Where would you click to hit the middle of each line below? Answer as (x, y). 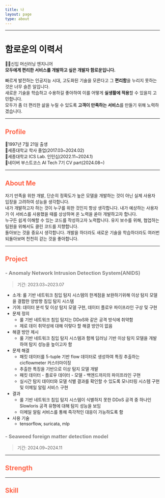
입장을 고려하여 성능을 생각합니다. (37, 201)
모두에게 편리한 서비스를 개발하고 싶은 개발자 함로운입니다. (60, 70)
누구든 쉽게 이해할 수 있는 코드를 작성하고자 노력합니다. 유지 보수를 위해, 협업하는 (82, 220)
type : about (17, 19)
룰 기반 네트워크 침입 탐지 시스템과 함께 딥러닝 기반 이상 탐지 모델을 (84, 338)
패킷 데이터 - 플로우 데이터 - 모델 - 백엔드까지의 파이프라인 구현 (80, 375)
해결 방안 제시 (25, 332)
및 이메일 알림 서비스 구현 (44, 387)
